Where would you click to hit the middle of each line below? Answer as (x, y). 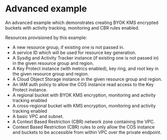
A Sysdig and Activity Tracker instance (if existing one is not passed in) (85, 57)
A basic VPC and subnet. (38, 116)
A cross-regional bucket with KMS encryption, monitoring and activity (84, 105)
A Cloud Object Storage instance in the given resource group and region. (87, 79)
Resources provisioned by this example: (46, 37)
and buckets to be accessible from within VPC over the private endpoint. (87, 132)
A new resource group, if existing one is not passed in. (68, 47)
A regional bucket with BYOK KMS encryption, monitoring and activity (84, 95)
